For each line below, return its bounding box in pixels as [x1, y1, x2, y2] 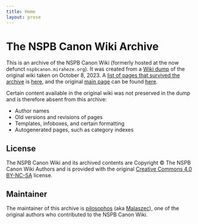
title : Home [6, 8, 36, 15]
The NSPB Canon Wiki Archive [6, 40, 159, 53]
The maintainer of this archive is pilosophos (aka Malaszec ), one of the [6, 205, 180, 212]
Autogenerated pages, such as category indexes [14, 126, 134, 133]
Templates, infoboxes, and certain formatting [14, 120, 124, 127]
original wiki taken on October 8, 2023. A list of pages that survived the [6, 72, 180, 79]
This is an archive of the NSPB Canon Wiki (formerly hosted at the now [6, 59, 179, 66]
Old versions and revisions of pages [14, 114, 103, 121]
